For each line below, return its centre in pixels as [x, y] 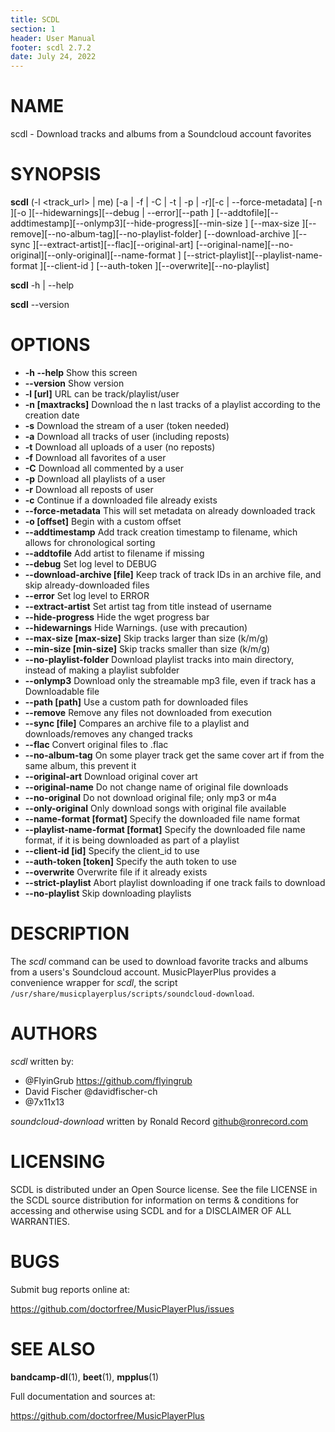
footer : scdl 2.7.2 [51, 47]
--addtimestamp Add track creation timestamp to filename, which [161, 532]
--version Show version [74, 383]
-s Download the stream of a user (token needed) [127, 425]
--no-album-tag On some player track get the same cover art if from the [174, 755]
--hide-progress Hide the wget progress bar [117, 617]
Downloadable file [62, 691]
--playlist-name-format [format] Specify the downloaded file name [165, 829]
